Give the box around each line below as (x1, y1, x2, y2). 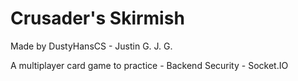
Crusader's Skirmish (10, 7, 185, 30)
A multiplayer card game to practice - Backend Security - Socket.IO (10, 59, 289, 71)
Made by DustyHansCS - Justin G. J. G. (10, 40, 173, 52)
